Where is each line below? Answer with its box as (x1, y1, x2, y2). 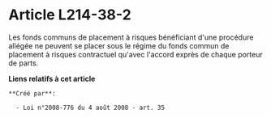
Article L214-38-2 (8, 6, 131, 24)
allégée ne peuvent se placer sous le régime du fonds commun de (8, 40, 230, 50)
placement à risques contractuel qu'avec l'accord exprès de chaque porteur (8, 49, 263, 59)
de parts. (8, 58, 39, 68)
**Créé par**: (8, 89, 57, 98)
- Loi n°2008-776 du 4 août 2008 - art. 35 (15, 103, 165, 112)
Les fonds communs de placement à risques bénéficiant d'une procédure (8, 32, 254, 42)
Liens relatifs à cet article (8, 74, 96, 83)
